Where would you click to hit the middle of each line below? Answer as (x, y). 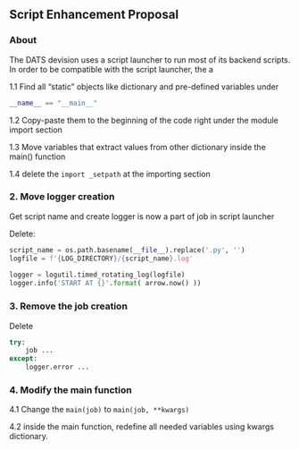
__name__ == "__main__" (54, 103)
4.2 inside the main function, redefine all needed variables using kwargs (142, 427)
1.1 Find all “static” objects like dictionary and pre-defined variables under (144, 86)
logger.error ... (58, 367)
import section (36, 130)
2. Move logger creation (62, 197)
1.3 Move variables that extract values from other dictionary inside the (137, 147)
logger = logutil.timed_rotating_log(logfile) (97, 275)
